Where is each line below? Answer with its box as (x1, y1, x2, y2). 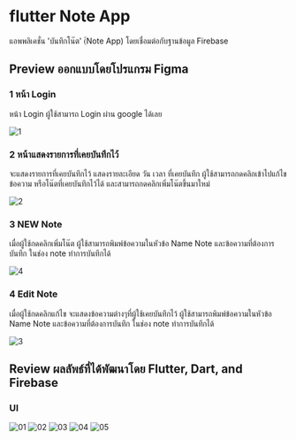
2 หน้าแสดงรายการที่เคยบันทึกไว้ (9, 148, 119, 160)
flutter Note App (9, 6, 131, 27)
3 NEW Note (9, 218, 63, 230)
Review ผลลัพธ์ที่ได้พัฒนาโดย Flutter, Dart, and (9, 361, 243, 376)
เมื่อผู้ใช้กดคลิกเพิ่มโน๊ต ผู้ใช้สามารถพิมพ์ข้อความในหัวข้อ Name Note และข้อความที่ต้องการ (9, 238, 275, 249)
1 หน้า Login (9, 89, 57, 101)
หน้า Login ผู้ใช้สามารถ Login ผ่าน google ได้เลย (9, 108, 163, 119)
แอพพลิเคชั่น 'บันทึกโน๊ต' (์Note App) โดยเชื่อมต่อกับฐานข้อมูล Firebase (9, 35, 229, 46)
